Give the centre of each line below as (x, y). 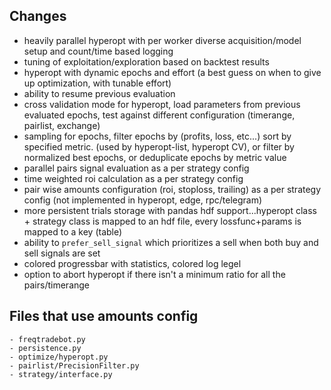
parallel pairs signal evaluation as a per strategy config (136, 168)
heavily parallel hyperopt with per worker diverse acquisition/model (162, 40)
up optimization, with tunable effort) (97, 83)
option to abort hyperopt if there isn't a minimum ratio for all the (154, 274)
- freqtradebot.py (47, 339)
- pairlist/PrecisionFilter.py (74, 365)
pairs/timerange (57, 285)
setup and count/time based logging (98, 51)
